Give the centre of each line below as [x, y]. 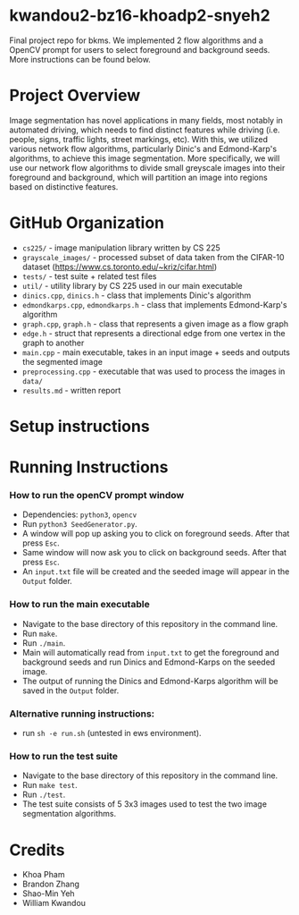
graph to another [53, 343]
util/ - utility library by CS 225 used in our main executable [132, 285]
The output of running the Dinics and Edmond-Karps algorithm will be [150, 681]
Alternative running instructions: [82, 714]
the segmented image [62, 361]
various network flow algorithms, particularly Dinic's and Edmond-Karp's [143, 148]
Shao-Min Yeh [48, 894]
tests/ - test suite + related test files [89, 276]
